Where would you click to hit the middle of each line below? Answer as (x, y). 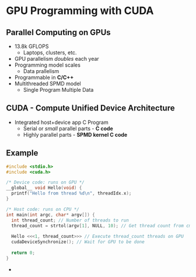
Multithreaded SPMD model (48, 84)
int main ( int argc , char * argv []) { (50, 214)
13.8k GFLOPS (32, 46)
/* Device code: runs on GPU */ (45, 182)
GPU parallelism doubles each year (57, 59)
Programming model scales (47, 65)
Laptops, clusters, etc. (50, 53)
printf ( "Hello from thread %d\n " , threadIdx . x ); (71, 193)
